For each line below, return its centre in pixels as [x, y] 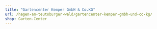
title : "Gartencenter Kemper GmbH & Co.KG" [50, 10]
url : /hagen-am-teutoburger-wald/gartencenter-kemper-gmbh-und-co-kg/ [79, 14]
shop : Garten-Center [26, 19]
